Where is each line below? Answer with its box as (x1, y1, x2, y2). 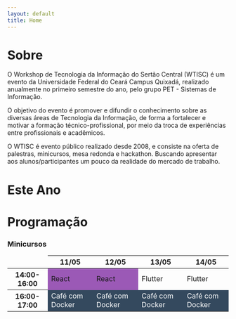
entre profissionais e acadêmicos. (7, 129, 105, 137)
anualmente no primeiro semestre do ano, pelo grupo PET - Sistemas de (7, 85, 216, 93)
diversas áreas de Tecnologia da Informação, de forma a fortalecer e (7, 114, 206, 122)
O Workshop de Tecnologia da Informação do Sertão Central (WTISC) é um (7, 70, 225, 79)
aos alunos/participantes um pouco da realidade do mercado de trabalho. (7, 157, 221, 166)
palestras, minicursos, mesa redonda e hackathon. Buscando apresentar (7, 150, 218, 158)
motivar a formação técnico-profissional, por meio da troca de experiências (7, 121, 226, 130)
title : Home (7, 17, 42, 24)
